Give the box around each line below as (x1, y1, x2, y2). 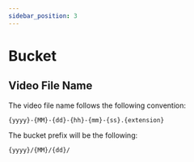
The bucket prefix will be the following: (8, 130, 138, 140)
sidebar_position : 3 (8, 11, 78, 20)
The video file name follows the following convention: (8, 100, 187, 110)
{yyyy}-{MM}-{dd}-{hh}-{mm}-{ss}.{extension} (8, 116, 164, 124)
